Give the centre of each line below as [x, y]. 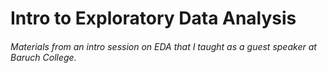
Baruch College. [43, 57]
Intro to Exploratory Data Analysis [153, 18]
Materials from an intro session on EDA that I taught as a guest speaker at [163, 46]
